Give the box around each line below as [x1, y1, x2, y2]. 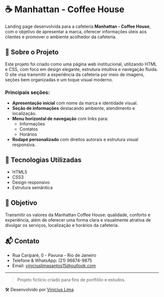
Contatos [19, 126, 38, 132]
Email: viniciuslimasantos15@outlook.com [12, 263, 96, 269]
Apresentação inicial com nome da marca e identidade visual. [12, 100, 138, 106]
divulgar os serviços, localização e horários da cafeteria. [5, 222, 119, 228]
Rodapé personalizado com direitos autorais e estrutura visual [12, 137, 139, 143]
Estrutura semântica [12, 184, 53, 190]
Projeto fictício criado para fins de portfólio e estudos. [17, 277, 126, 283]
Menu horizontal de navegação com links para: [12, 116, 109, 122]
